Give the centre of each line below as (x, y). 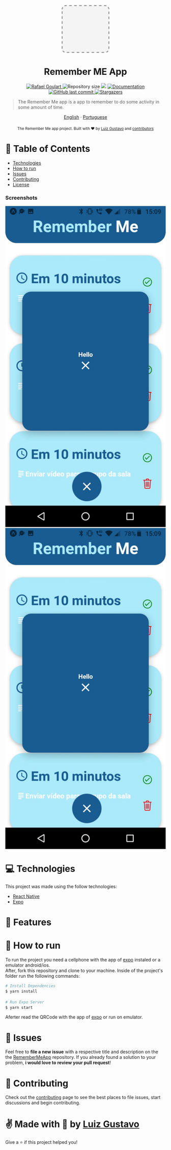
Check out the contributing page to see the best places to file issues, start (83, 1098)
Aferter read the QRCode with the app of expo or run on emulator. (74, 1017)
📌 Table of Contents (48, 149)
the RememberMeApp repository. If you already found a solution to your (81, 1057)
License (21, 184)
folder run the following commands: (42, 976)
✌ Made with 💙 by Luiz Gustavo (73, 1124)
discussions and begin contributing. (43, 1103)
